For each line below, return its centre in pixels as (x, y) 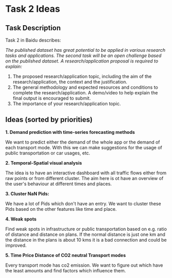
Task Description (33, 28)
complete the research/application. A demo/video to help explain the (85, 93)
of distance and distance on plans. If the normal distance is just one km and (85, 234)
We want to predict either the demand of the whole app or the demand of (83, 142)
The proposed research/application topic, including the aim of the (82, 76)
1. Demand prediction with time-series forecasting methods (70, 132)
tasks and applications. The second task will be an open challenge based (83, 55)
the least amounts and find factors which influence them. (66, 270)
